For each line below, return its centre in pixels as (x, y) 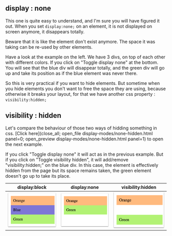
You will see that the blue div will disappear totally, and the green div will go (85, 68)
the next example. (24, 144)
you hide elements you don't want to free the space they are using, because (86, 89)
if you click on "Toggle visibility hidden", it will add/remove (67, 159)
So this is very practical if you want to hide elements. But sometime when (83, 83)
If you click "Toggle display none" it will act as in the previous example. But (84, 154)
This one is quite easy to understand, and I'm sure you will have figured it (82, 20)
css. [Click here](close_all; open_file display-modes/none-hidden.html (79, 133)
